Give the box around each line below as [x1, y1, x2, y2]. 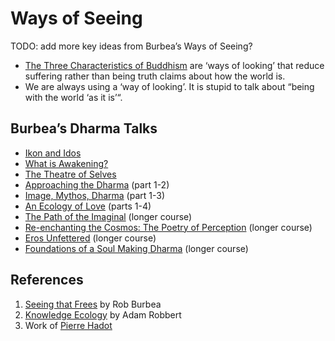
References [10, 272, 84, 289]
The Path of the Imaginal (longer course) [24, 210, 193, 222]
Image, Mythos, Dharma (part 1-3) [24, 189, 166, 201]
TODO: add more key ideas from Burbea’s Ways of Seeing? [10, 40, 253, 52]
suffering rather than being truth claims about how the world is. [24, 70, 286, 82]
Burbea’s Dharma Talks [10, 120, 158, 137]
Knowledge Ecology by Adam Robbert [24, 308, 182, 321]
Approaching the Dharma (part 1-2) [24, 178, 170, 191]
